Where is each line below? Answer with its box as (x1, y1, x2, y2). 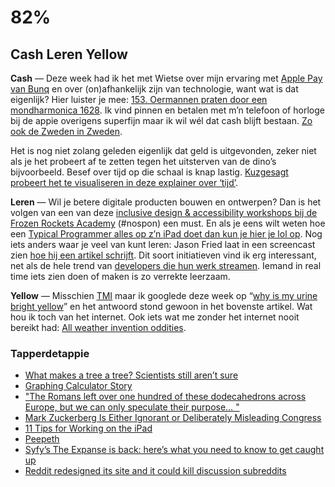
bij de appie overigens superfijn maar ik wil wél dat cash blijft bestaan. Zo (10, 115, 313, 126)
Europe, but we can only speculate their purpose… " (24, 401, 240, 413)
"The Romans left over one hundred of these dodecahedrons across (24, 391, 307, 403)
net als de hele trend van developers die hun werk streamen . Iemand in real (10, 260, 322, 271)
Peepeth (24, 433, 60, 445)
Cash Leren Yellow (10, 46, 128, 63)
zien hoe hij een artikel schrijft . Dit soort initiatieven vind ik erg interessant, (10, 249, 317, 261)
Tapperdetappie (10, 346, 90, 360)
